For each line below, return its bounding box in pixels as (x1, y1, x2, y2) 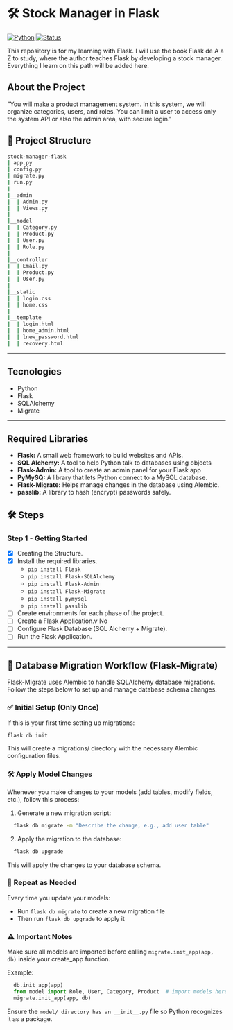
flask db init (7, 732, 49, 739)
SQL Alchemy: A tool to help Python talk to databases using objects (17, 458, 212, 467)
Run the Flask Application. (17, 633, 92, 641)
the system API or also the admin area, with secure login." (7, 114, 172, 123)
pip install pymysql (27, 596, 87, 603)
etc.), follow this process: (7, 795, 80, 803)
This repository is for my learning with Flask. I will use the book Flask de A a (7, 46, 224, 55)
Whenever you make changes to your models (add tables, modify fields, (7, 788, 213, 796)
